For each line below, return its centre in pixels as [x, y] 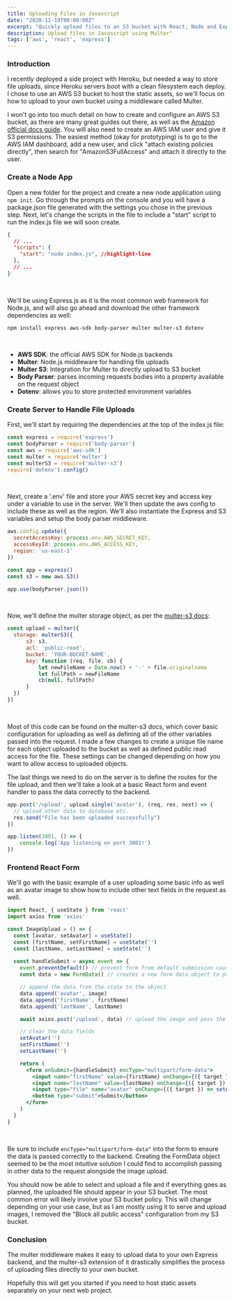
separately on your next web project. [60, 1290]
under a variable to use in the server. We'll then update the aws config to [111, 504]
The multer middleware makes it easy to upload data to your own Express [112, 1254]
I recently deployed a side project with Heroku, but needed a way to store [112, 79]
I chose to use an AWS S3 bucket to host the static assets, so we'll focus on [116, 94]
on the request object [48, 384]
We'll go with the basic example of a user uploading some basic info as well [116, 882]
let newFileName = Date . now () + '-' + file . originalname [123, 667]
